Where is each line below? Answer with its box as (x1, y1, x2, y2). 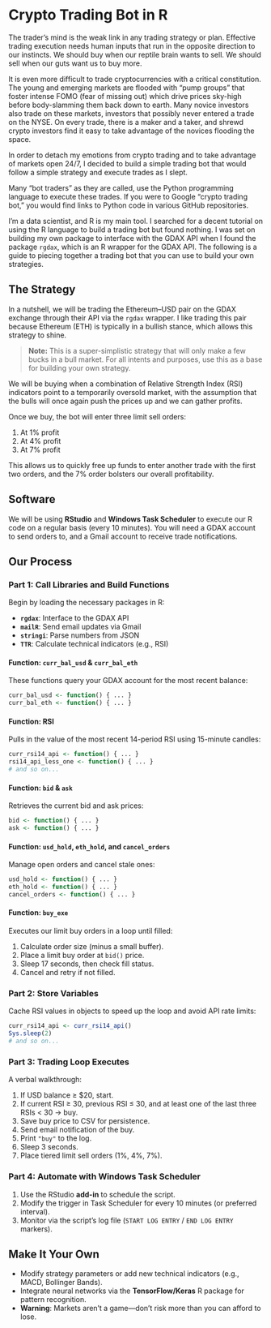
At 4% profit (19, 436, 61, 445)
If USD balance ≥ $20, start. (19, 1090, 114, 1100)
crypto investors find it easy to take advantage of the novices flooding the (8, 126, 255, 135)
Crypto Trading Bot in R (8, 6, 168, 24)
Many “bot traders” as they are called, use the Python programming (8, 183, 235, 192)
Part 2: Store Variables (8, 987, 99, 999)
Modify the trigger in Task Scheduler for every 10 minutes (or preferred (19, 1198, 257, 1208)
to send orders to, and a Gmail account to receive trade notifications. (8, 531, 238, 541)
